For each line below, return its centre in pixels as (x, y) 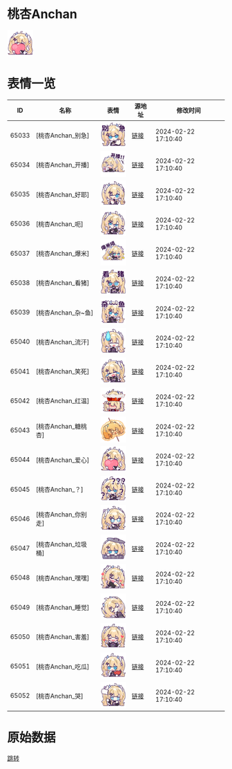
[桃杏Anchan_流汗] (62, 342)
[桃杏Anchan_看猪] (62, 283)
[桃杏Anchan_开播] (62, 165)
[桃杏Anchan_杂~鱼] (65, 313)
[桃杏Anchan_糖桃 (61, 426)
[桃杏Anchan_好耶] (62, 194)
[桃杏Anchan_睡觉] (62, 608)
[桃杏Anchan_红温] (62, 401)
